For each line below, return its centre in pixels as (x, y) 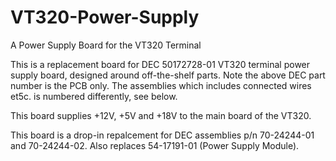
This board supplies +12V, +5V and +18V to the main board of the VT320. (161, 115)
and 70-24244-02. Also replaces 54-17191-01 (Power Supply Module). (155, 145)
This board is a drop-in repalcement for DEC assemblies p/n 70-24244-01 (162, 135)
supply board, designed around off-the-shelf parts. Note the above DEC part (168, 75)
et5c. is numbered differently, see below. (94, 96)
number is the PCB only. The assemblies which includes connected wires (161, 85)
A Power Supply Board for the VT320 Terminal (106, 45)
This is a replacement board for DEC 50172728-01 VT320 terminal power (160, 64)
